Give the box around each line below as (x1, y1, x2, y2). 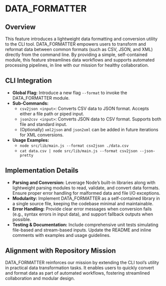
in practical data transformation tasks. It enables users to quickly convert (5, 265, 155, 271)
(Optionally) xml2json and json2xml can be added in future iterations (19, 126, 159, 132)
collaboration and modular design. (5, 276, 75, 282)
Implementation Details (5, 167, 79, 175)
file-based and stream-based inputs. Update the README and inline (12, 227, 152, 233)
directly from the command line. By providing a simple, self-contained (5, 52, 148, 57)
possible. (12, 216, 31, 222)
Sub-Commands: (12, 100, 49, 106)
